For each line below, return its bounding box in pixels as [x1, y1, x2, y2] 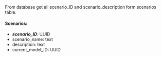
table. [5, 9, 17, 15]
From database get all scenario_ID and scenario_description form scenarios [5, 4, 157, 10]
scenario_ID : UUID [12, 31, 50, 37]
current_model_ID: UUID [12, 47, 61, 53]
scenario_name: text [12, 37, 53, 42]
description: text [12, 41, 45, 48]
